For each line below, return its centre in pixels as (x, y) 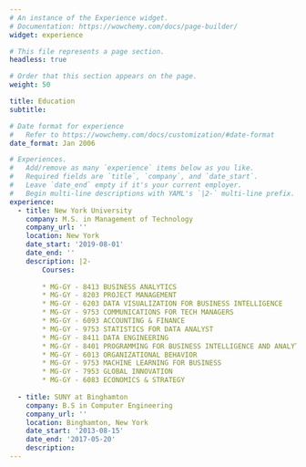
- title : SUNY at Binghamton (73, 397)
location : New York (63, 236)
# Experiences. (38, 160)
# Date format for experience (67, 126)
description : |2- (59, 261)
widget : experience (46, 35)
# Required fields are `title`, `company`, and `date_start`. (134, 177)
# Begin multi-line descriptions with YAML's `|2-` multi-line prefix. (153, 193)
